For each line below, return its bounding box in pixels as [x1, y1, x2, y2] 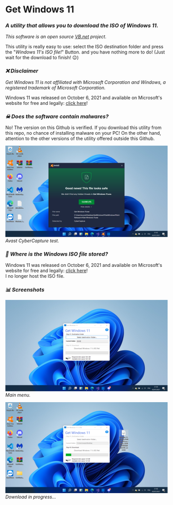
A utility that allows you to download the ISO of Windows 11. [5, 22, 159, 29]
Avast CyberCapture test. [5, 238, 59, 244]
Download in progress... [5, 494, 57, 500]
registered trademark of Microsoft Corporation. [5, 84, 106, 91]
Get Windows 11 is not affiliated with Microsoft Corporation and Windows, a [5, 79, 166, 85]
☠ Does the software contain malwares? [5, 113, 109, 120]
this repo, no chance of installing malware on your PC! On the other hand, [5, 130, 161, 136]
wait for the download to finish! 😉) [5, 55, 79, 61]
